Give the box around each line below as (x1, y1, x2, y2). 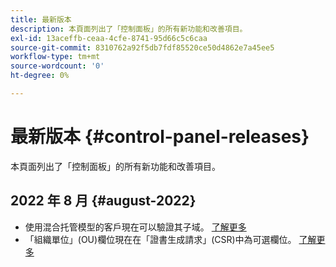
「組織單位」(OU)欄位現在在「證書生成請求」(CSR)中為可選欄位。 (24, 233, 297, 245)
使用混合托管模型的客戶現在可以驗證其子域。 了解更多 (24, 221, 247, 233)
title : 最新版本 (10, 14, 72, 25)
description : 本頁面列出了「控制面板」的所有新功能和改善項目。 (10, 24, 248, 34)
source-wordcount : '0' (10, 61, 105, 71)
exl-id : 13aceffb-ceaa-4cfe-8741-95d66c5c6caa (10, 33, 208, 43)
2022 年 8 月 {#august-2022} (10, 192, 197, 210)
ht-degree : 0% (10, 71, 70, 81)
